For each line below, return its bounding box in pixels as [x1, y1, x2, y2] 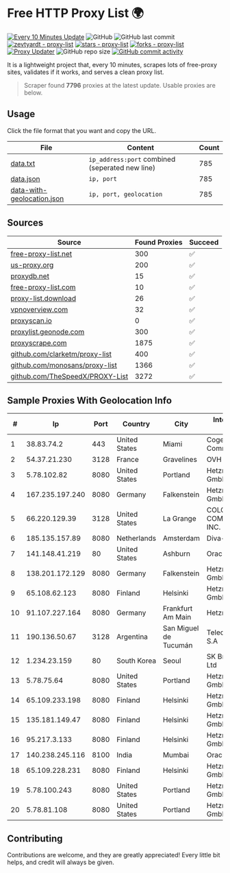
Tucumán [162, 641, 193, 650]
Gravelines [162, 455, 197, 465]
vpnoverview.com [10, 304, 68, 314]
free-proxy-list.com [10, 282, 77, 292]
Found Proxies [134, 237, 183, 247]
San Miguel [162, 624, 199, 633]
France [116, 455, 139, 465]
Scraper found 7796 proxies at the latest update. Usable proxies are [23, 81, 216, 89]
